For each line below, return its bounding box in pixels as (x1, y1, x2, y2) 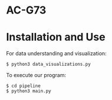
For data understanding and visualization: (6, 50, 107, 57)
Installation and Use (6, 31, 106, 44)
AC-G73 (6, 4, 47, 17)
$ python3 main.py (6, 88, 51, 94)
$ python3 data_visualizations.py (6, 61, 91, 68)
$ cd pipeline (6, 83, 41, 89)
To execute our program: (6, 72, 67, 79)
